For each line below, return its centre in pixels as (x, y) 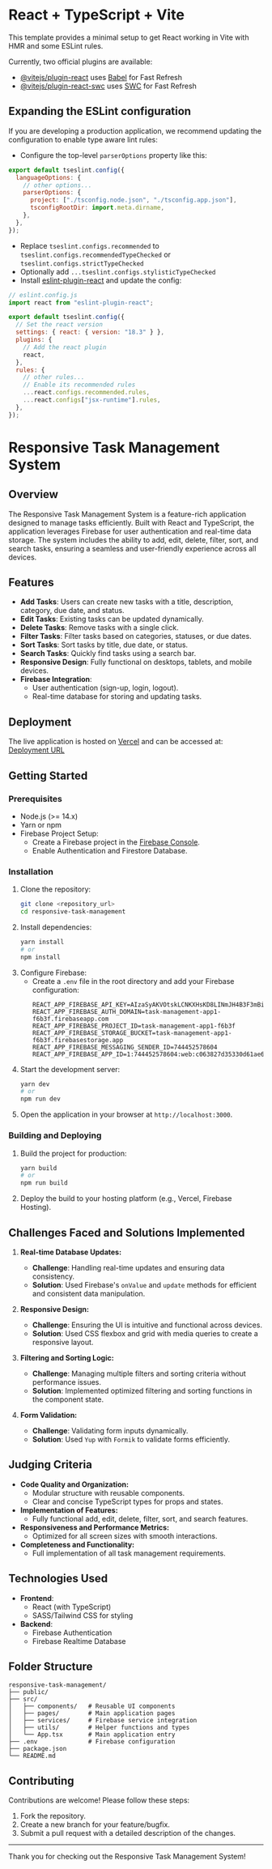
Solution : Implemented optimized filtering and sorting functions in (142, 1390)
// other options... (57, 185)
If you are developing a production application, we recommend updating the (135, 130)
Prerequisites (35, 798)
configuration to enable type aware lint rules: (83, 139)
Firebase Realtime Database (79, 1641)
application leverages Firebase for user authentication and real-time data (130, 531)
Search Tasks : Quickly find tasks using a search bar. (108, 654)
